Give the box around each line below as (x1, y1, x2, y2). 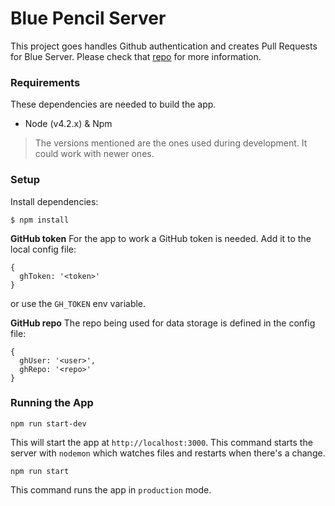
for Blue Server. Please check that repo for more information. (10, 50, 262, 62)
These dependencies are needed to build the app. (10, 98, 217, 111)
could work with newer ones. (34, 148, 155, 160)
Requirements (10, 75, 81, 89)
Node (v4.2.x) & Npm (24, 118, 113, 130)
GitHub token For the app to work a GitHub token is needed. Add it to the (10, 232, 312, 244)
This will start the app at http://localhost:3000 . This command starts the (10, 436, 313, 448)
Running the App (10, 396, 94, 410)
